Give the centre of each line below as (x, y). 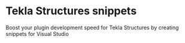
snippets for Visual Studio (37, 33)
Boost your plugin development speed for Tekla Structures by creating (92, 27)
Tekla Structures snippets (71, 11)
